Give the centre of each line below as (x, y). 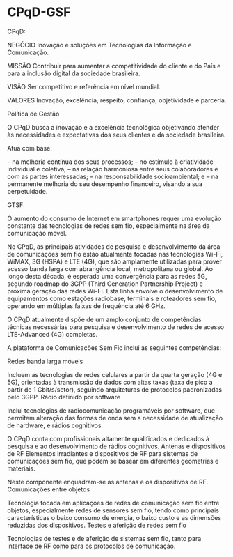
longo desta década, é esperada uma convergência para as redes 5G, (107, 276)
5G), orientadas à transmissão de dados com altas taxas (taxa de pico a (110, 382)
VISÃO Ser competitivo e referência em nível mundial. (84, 86)
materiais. (22, 468)
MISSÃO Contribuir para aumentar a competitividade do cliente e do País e (114, 66)
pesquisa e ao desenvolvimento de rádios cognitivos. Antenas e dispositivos (116, 446)
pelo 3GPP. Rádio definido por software (64, 397)
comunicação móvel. (37, 233)
